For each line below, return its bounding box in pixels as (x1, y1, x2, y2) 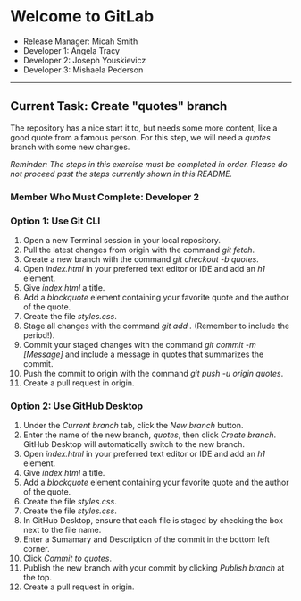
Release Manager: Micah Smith (22, 36, 138, 47)
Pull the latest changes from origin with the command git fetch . (22, 244, 255, 255)
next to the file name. (22, 525, 102, 536)
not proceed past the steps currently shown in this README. (10, 168, 233, 179)
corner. (22, 544, 50, 554)
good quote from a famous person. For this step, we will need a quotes (10, 131, 271, 142)
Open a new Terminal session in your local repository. (22, 234, 222, 245)
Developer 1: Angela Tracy (22, 45, 120, 55)
